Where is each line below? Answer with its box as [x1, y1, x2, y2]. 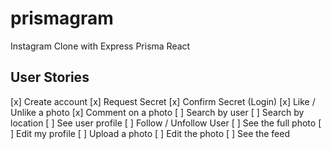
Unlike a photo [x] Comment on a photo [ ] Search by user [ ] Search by [10, 106, 305, 118]
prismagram [10, 7, 114, 30]
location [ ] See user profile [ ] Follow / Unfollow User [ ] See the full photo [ [10, 117, 322, 129]
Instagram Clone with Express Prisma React [10, 40, 191, 52]
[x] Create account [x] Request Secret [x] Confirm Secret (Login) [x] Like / [10, 95, 316, 107]
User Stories [10, 69, 90, 86]
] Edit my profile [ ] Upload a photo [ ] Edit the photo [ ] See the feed [10, 127, 290, 139]
